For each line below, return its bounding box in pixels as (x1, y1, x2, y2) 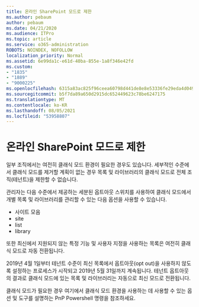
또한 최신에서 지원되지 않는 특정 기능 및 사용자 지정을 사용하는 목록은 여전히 (6, 240, 180, 247)
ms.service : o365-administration (6, 42, 89, 48)
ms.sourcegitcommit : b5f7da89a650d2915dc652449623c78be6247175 (6, 91, 166, 97)
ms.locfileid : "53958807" (6, 113, 70, 119)
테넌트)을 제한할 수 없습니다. (12, 176, 78, 183)
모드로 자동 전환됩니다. (12, 247, 65, 254)
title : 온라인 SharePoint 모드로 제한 (6, 8, 92, 15)
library (14, 228, 31, 235)
